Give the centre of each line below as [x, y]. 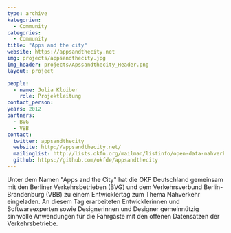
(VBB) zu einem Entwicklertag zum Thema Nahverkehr [123, 194]
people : [18, 83]
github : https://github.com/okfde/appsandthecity [86, 160]
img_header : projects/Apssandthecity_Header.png [78, 65]
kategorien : [24, 20]
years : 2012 [24, 109]
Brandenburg [26, 194]
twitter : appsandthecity [49, 141]
